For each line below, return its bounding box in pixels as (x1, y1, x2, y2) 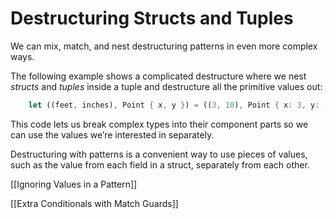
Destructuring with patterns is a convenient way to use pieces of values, (10, 148, 308, 160)
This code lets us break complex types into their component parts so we (10, 118, 309, 130)
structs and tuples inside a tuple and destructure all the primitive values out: (10, 80, 323, 92)
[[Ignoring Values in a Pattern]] (10, 178, 138, 190)
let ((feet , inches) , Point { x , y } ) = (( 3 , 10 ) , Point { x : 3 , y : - (28, 100, 329, 110)
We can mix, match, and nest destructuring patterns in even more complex (10, 40, 318, 52)
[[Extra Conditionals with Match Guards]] (10, 197, 179, 209)
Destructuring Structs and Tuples (10, 7, 294, 30)
